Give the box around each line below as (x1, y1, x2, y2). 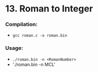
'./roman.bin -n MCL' (12, 61, 56, 67)
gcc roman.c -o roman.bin (12, 33, 67, 38)
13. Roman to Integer (5, 3, 93, 14)
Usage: (5, 44, 24, 51)
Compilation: (5, 21, 38, 28)
